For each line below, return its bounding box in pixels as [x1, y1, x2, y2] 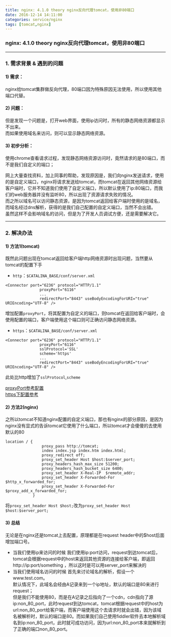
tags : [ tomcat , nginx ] [5, 21, 51, 27]
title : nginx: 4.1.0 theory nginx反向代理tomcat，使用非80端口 [5, 7, 135, 13]
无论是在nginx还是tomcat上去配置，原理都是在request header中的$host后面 [5, 532, 165, 538]
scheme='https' [39, 351, 72, 357]
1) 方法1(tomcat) [5, 243, 40, 249]
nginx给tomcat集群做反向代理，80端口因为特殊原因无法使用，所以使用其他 [5, 86, 162, 92]
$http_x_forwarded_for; [5, 480, 56, 485]
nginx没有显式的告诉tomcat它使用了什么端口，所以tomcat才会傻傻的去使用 [5, 422, 162, 429]
